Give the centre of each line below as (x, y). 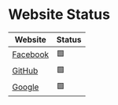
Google (26, 87)
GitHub (25, 71)
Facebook (31, 54)
